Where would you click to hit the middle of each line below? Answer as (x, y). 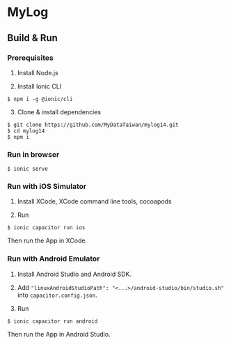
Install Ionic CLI (39, 86)
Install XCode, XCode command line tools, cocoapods (94, 201)
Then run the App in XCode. (47, 240)
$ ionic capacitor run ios (46, 228)
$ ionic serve (28, 169)
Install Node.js (38, 72)
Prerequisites (30, 58)
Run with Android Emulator (54, 259)
